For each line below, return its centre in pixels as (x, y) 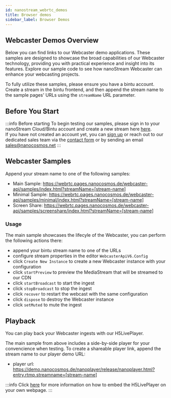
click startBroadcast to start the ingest (54, 283)
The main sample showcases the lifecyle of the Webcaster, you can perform (85, 235)
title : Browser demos (28, 15)
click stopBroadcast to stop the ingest (52, 289)
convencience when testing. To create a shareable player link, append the (83, 348)
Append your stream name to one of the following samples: (68, 173)
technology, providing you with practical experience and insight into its (80, 63)
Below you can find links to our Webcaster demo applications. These (78, 53)
